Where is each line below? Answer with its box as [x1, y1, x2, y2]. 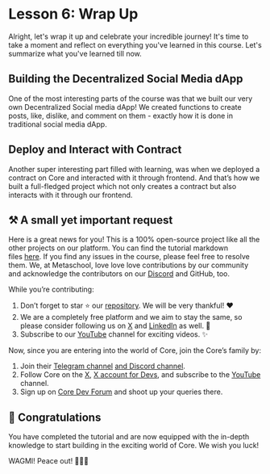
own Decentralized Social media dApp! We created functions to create [8, 102, 242, 111]
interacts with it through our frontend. [8, 190, 133, 199]
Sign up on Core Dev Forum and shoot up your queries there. [19, 387, 223, 396]
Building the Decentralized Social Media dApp [8, 72, 243, 86]
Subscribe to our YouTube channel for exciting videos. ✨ [19, 329, 208, 339]
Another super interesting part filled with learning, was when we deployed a [8, 164, 260, 174]
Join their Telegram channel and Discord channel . [19, 361, 185, 371]
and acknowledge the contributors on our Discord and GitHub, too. [8, 269, 231, 279]
